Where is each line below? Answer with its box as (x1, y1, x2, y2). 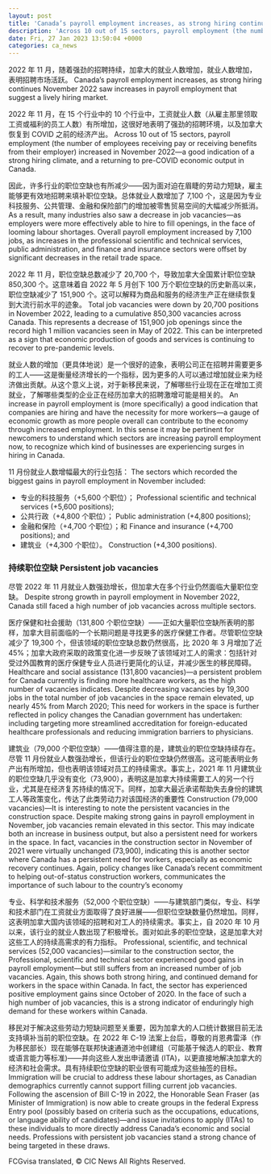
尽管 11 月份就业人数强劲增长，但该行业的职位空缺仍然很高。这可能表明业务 (8, 754, 259, 764)
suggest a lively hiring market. (8, 93, 109, 102)
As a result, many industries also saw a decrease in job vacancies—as (8, 210, 242, 220)
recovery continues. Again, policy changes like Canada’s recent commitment (8, 864, 263, 873)
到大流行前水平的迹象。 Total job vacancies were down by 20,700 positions (8, 300, 260, 310)
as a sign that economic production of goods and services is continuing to (8, 335, 256, 344)
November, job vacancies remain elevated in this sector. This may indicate (8, 820, 255, 831)
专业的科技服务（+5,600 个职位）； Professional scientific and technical (19, 493, 256, 502)
